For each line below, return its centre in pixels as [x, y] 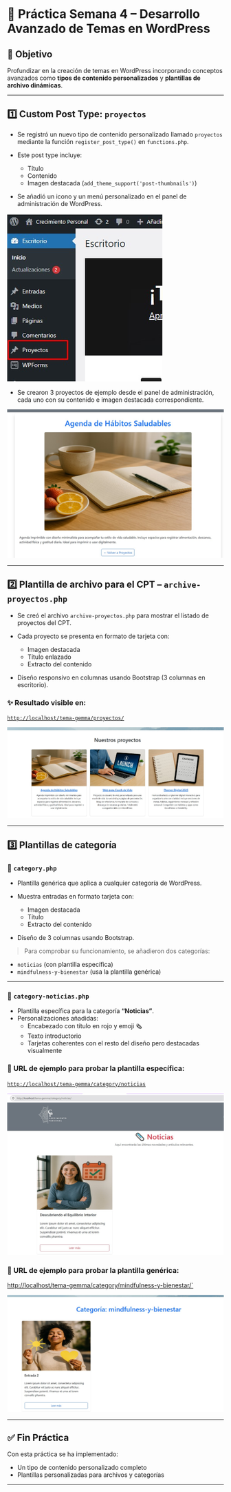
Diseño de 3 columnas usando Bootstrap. [76, 937]
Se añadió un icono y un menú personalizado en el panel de [102, 196]
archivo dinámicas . [35, 85]
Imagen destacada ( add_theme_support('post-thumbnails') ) [112, 183]
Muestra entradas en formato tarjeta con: [75, 896]
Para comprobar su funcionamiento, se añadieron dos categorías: [117, 951]
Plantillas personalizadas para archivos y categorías [91, 1475]
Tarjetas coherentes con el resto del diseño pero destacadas [113, 1043]
